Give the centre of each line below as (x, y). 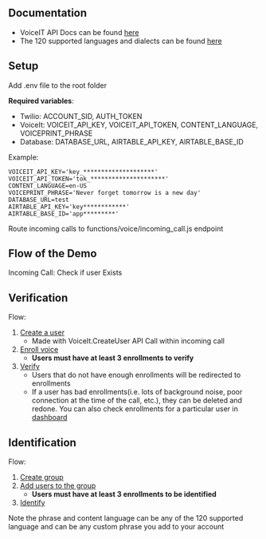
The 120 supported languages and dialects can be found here (121, 41)
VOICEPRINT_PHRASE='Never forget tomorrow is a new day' (105, 192)
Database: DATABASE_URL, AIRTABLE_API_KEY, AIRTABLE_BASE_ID (132, 141)
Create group (41, 478)
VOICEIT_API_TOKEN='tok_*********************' (89, 179)
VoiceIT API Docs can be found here (79, 32)
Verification (38, 297)
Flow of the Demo (53, 254)
